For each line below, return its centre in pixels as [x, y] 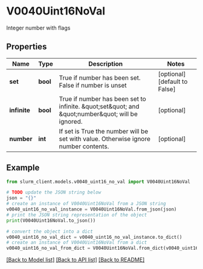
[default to [173, 81]
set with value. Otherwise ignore [105, 139]
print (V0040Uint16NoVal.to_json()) [51, 220]
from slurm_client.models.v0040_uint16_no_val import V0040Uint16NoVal [98, 182]
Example [23, 168]
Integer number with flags [38, 28]
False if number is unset [93, 85]
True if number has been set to [102, 99]
